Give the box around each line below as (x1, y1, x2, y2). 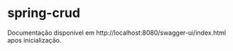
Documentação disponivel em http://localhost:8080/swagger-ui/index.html (7, 28, 226, 37)
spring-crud (7, 5, 80, 21)
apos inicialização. (7, 35, 62, 44)
